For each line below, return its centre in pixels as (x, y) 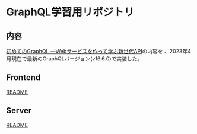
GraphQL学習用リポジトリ (70, 12)
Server (19, 111)
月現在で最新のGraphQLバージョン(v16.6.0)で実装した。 (74, 59)
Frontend (23, 78)
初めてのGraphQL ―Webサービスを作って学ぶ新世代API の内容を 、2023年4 (99, 51)
